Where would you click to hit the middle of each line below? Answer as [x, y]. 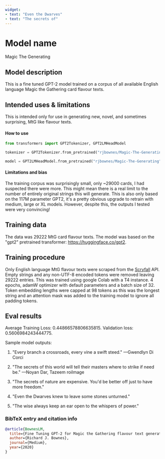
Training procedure [35, 258]
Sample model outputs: [28, 343]
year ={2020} [22, 447]
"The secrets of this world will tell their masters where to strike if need [83, 367]
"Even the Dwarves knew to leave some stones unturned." [71, 397]
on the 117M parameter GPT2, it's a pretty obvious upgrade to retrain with [79, 199]
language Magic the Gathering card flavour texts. [55, 90]
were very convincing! [27, 209]
